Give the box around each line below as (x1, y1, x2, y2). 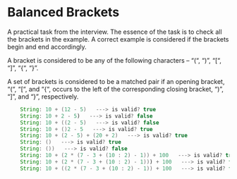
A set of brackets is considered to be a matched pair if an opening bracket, (7, 77, 225, 85)
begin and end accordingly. (7, 42, 87, 51)
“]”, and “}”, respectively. (7, 92, 79, 101)
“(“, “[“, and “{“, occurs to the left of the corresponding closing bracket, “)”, (7, 85, 224, 93)
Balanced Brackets (7, 4, 120, 20)
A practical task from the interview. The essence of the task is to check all (7, 27, 222, 36)
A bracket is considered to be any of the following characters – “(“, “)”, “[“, (7, 56, 222, 64)
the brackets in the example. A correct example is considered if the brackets (7, 35, 229, 43)
